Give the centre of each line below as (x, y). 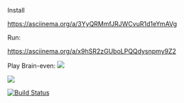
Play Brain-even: (32, 66)
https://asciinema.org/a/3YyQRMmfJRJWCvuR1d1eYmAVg (92, 24)
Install (16, 10)
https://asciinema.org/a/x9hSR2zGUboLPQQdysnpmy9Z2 (92, 51)
